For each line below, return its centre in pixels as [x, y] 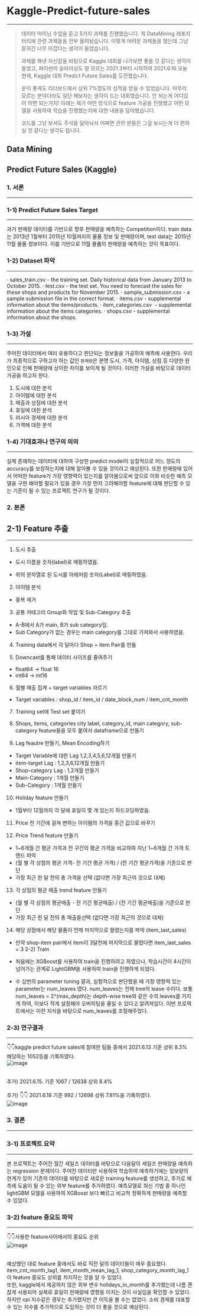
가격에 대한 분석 [33, 424]
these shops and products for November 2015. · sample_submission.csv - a [98, 292]
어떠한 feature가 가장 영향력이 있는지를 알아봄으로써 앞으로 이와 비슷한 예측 [99, 476]
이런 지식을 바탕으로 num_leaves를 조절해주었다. [92, 1011]
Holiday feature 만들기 [42, 798]
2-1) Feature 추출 [37, 528]
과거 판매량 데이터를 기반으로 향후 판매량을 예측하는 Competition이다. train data [99, 229]
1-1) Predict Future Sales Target [52, 210]
